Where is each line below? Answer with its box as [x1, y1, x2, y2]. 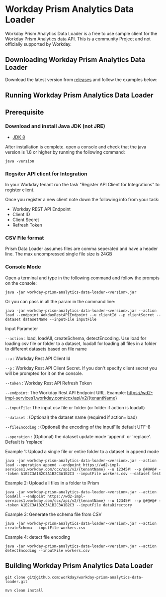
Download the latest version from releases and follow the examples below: [5, 76, 158, 83]
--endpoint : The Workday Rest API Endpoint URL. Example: [5, 389, 126, 395]
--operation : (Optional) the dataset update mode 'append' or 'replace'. [5, 433, 152, 439]
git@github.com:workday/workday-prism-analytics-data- [27, 575, 143, 580]
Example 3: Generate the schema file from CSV [5, 511, 102, 517]
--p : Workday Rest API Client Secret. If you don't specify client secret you [5, 365, 158, 371]
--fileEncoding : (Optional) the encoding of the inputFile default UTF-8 [5, 424, 151, 430]
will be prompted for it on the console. [5, 370, 83, 376]
